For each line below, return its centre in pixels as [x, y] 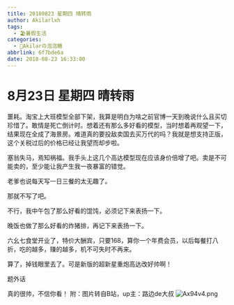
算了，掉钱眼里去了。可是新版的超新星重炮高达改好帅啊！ [89, 264]
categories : [24, 40]
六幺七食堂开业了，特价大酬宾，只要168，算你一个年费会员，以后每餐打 [110, 240]
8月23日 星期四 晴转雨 [71, 96]
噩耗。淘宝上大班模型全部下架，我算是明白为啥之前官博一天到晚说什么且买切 [117, 117]
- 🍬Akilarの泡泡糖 [38, 46]
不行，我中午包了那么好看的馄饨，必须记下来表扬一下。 [86, 211]
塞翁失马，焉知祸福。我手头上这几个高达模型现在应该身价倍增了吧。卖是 [111, 157]
